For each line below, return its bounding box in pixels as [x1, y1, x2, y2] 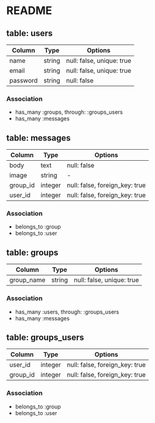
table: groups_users [6, 332, 84, 342]
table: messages [6, 133, 71, 143]
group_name [9, 276, 46, 284]
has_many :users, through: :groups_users [15, 308, 120, 315]
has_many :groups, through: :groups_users [15, 108, 123, 116]
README [6, 4, 52, 18]
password [9, 76, 38, 84]
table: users [6, 28, 53, 39]
